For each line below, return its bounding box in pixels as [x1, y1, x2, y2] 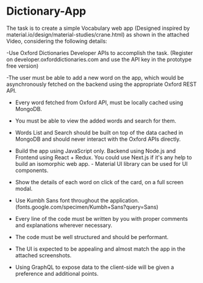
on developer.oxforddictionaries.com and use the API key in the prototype [6, 56, 192, 63]
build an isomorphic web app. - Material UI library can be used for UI [15, 160, 188, 167]
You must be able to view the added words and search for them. [15, 117, 177, 124]
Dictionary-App [6, 4, 87, 18]
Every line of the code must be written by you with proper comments [15, 215, 188, 222]
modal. [15, 185, 33, 192]
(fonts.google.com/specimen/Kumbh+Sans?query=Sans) [15, 203, 158, 210]
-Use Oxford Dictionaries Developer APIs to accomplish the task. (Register [6, 49, 193, 56]
